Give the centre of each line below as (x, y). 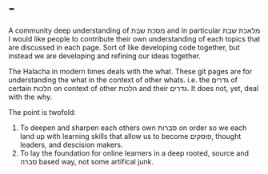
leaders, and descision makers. (71, 144)
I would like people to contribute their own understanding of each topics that (134, 38)
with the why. (30, 97)
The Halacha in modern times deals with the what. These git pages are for (130, 71)
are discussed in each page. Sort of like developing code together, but (124, 47)
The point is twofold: (42, 112)
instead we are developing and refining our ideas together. (105, 56)
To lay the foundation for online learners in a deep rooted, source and (134, 153)
